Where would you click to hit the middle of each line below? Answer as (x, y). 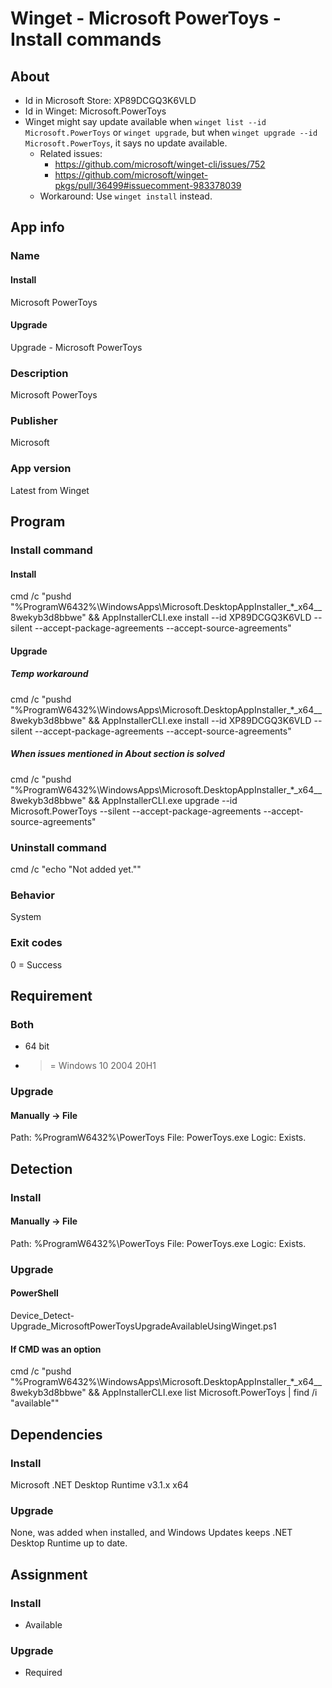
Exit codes (36, 943)
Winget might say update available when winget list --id (145, 121)
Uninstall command (58, 847)
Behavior (32, 895)
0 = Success (36, 964)
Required (43, 1673)
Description (39, 373)
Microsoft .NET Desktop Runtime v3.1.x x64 (99, 1484)
